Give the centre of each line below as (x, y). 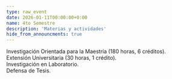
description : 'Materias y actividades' (56, 29)
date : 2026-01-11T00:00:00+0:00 (47, 17)
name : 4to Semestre (31, 23)
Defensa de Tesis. (29, 71)
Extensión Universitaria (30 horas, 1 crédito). (61, 58)
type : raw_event (27, 12)
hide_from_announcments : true (44, 34)
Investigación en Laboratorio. (43, 65)
